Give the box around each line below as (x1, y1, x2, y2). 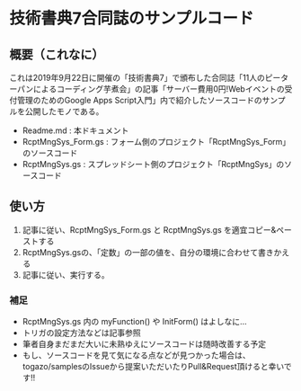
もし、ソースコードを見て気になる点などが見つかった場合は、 (22, 350, 252, 360)
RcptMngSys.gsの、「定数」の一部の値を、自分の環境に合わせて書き (22, 246, 274, 257)
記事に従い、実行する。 (22, 269, 110, 280)
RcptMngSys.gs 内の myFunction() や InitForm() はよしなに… (22, 316, 247, 327)
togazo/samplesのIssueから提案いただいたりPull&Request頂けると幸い (22, 361, 285, 372)
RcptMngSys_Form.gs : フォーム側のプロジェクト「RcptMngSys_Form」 (22, 137, 291, 147)
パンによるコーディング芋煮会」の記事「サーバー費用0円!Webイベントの (16, 84, 285, 94)
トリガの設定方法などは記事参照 (22, 327, 141, 338)
